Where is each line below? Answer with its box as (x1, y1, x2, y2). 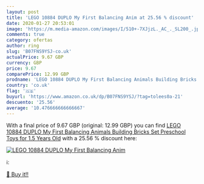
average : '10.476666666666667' (6, 104, 86, 111)
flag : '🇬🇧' (6, 88, 36, 94)
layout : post (6, 9, 39, 15)
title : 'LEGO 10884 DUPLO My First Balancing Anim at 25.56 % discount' (6, 15, 194, 21)
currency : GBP (6, 60, 42, 66)
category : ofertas (6, 37, 53, 43)
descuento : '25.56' (6, 99, 56, 105)
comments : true (6, 32, 45, 38)
